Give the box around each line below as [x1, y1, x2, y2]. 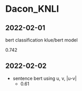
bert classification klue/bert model [5, 37, 78, 43]
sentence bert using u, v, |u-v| [12, 75, 77, 81]
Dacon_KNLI [5, 3, 59, 15]
